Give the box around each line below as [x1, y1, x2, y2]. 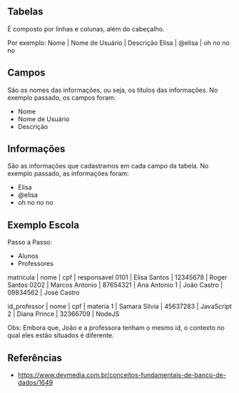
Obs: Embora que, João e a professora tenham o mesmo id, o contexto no [7, 324, 225, 332]
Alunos [17, 252, 39, 260]
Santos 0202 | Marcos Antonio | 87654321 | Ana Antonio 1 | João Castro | [7, 281, 223, 290]
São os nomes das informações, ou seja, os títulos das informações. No [7, 86, 218, 94]
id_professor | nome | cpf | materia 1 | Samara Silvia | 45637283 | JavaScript [7, 302, 232, 311]
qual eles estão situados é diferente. [7, 331, 114, 340]
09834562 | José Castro [7, 288, 80, 297]
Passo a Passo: [7, 238, 52, 247]
